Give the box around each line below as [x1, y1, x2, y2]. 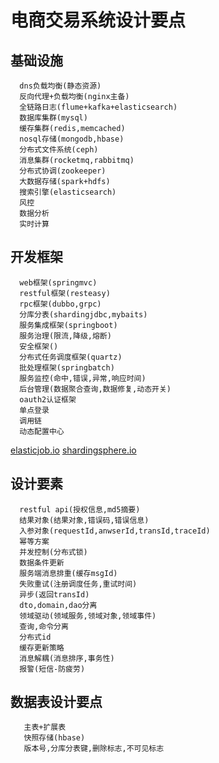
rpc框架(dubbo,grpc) [19, 299, 102, 309]
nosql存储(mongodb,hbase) [19, 134, 125, 144]
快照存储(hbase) [23, 733, 86, 743]
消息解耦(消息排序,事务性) [19, 653, 115, 663]
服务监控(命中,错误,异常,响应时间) [19, 373, 147, 383]
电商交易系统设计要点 [10, 9, 187, 32]
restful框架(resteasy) [19, 288, 111, 298]
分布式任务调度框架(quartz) [19, 352, 123, 362]
